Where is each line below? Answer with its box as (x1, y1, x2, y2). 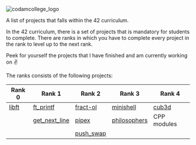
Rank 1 (41, 89, 61, 98)
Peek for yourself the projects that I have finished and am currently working (6, 52, 188, 58)
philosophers (111, 116, 148, 124)
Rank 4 (160, 89, 180, 98)
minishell (111, 103, 136, 111)
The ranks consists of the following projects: (6, 72, 113, 79)
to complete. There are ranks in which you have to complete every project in (6, 34, 190, 41)
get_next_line (33, 116, 70, 124)
